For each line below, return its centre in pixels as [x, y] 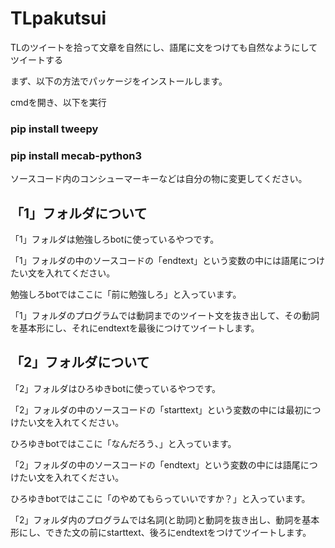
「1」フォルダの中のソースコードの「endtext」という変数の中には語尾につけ [167, 260]
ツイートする [36, 59]
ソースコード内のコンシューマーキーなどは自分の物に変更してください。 [159, 179]
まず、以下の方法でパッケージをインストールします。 [119, 81]
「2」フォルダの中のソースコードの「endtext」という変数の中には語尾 [155, 464]
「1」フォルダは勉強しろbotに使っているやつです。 [115, 239]
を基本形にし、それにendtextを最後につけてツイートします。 [135, 328]
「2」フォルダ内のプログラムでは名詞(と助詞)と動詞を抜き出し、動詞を [156, 519]
